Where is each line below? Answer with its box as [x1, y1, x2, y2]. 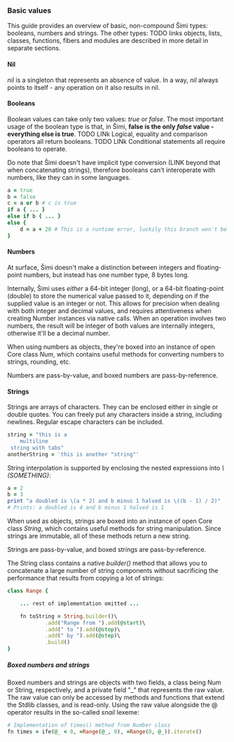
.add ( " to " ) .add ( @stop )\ [44, 625, 121, 633]
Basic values [7, 6, 52, 15]
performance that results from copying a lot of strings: [7, 574, 165, 583]
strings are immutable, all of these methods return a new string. [7, 532, 191, 541]
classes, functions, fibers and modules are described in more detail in [7, 37, 209, 45]
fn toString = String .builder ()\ [20, 613, 118, 620]
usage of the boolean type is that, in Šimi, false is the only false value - [7, 122, 214, 131]
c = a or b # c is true [7, 199, 77, 207]
